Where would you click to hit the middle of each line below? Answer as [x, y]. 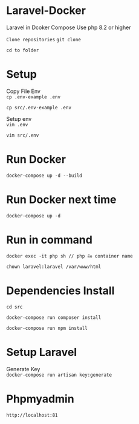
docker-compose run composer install [54, 317]
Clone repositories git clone [44, 39]
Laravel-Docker [46, 11]
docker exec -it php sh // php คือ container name [69, 256]
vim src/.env [23, 135]
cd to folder [23, 50]
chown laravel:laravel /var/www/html [54, 267]
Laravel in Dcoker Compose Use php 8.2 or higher [69, 27]
